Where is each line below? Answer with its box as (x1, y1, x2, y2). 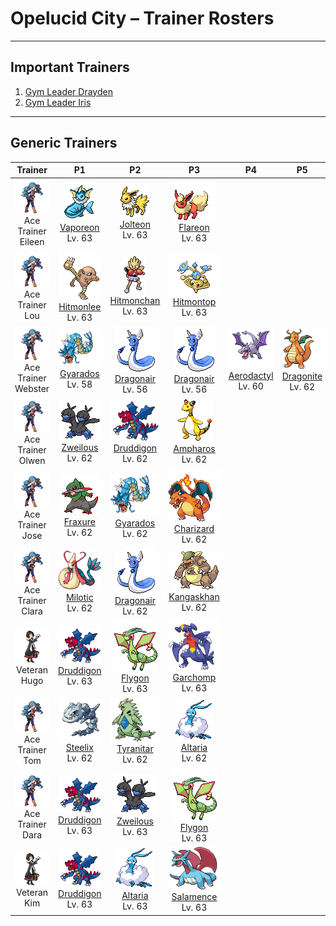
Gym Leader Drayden (24, 85, 113, 97)
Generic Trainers (10, 135, 118, 152)
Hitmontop (172, 295, 217, 307)
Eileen (19, 236, 45, 248)
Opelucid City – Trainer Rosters (10, 7, 275, 30)
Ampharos (173, 443, 216, 455)
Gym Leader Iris (24, 96, 92, 108)
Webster (14, 383, 50, 395)
